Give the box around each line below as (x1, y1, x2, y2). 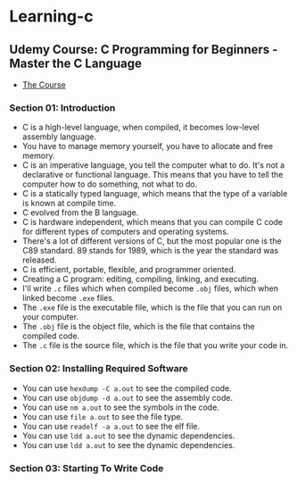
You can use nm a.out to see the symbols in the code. (21, 402, 220, 412)
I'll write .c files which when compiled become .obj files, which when (21, 283, 279, 294)
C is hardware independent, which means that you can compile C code (21, 217, 284, 228)
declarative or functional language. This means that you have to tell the (21, 170, 284, 180)
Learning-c (9, 6, 94, 27)
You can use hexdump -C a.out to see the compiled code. (21, 382, 232, 394)
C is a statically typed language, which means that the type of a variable (21, 188, 288, 199)
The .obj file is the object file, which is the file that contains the (21, 321, 256, 332)
